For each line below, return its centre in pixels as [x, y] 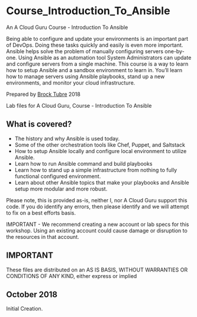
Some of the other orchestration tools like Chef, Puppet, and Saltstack [100, 145]
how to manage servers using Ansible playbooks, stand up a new [85, 76]
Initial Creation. [25, 309]
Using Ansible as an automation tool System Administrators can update [105, 57]
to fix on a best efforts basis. [41, 213]
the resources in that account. [43, 237]
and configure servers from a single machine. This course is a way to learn [97, 64]
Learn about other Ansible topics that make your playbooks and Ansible [102, 182]
